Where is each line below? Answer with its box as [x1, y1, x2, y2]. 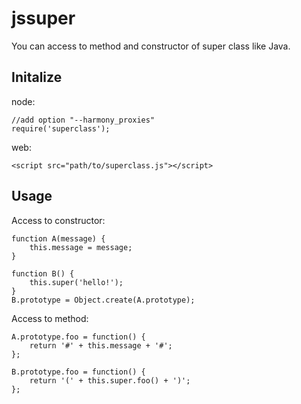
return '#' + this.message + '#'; [29, 340, 173, 351]
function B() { [11, 268, 75, 279]
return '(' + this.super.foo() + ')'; [29, 375, 191, 386]
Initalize [11, 69, 63, 86]
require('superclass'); [11, 123, 111, 134]
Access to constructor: [11, 214, 106, 226]
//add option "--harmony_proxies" [11, 115, 156, 125]
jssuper [11, 7, 76, 30]
